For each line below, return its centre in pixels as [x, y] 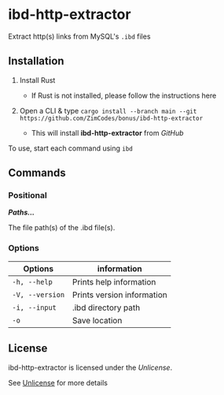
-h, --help [32, 282]
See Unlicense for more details [58, 382]
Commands [37, 173]
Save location [97, 320]
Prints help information [114, 281]
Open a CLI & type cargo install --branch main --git [108, 110]
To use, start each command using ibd [71, 148]
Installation [36, 61]
